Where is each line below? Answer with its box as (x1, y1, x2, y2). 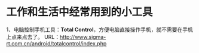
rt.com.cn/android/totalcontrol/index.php (6, 39, 107, 47)
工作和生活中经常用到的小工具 (6, 5, 154, 19)
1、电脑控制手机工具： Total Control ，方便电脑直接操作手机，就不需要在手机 (6, 26, 193, 33)
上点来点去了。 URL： (6, 33, 60, 40)
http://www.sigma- (59, 33, 106, 40)
